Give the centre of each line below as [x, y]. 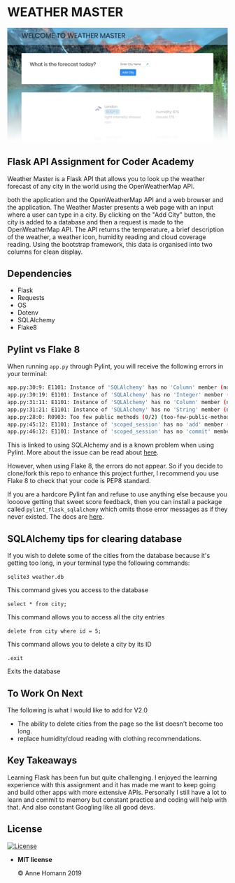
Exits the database [34, 671]
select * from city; [37, 604]
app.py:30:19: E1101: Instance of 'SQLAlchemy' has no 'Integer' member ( [119, 395]
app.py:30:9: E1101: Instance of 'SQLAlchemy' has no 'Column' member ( [115, 388]
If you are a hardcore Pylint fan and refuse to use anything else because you [117, 494]
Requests [31, 298]
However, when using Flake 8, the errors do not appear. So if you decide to [115, 466]
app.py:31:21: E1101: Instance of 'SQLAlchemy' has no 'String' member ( [117, 410]
